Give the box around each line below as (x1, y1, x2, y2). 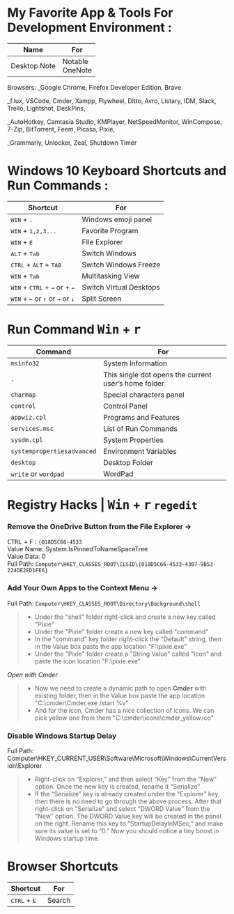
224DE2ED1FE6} (7, 567, 49, 574)
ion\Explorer (7, 761, 42, 770)
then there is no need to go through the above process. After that (34, 797, 222, 805)
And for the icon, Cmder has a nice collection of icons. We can (34, 706, 214, 714)
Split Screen (81, 294, 122, 304)
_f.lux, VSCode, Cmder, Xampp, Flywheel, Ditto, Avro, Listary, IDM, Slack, (7, 96, 217, 105)
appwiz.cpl (10, 413, 47, 421)
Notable (62, 56, 88, 66)
